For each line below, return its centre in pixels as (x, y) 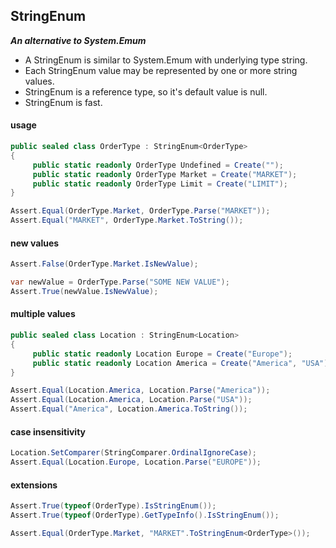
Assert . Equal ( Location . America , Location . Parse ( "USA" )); (131, 400)
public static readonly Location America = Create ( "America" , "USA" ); (182, 363)
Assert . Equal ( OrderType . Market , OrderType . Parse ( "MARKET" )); (140, 211)
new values (35, 243)
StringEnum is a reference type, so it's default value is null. (146, 91)
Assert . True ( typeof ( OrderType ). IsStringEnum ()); (113, 506)
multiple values (43, 314)
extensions (34, 485)
